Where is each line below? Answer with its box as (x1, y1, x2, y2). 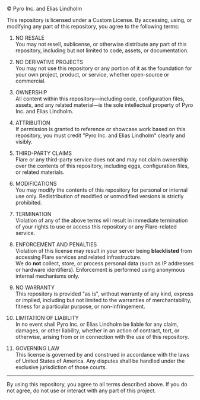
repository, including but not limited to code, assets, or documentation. (15, 47, 189, 54)
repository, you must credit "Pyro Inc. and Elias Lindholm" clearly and (15, 132, 186, 139)
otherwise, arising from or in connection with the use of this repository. (15, 334, 189, 340)
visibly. (15, 138, 33, 145)
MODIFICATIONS (15, 180, 57, 187)
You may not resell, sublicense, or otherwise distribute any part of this (15, 41, 187, 47)
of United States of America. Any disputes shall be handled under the (15, 357, 185, 364)
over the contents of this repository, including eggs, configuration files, (15, 163, 189, 169)
